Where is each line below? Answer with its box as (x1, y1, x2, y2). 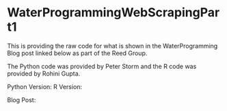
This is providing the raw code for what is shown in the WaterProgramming (7, 42, 218, 50)
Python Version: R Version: (7, 82, 83, 91)
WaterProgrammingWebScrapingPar (7, 5, 220, 20)
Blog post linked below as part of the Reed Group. (7, 49, 148, 57)
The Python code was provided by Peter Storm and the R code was (7, 62, 197, 70)
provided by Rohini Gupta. (7, 69, 81, 78)
